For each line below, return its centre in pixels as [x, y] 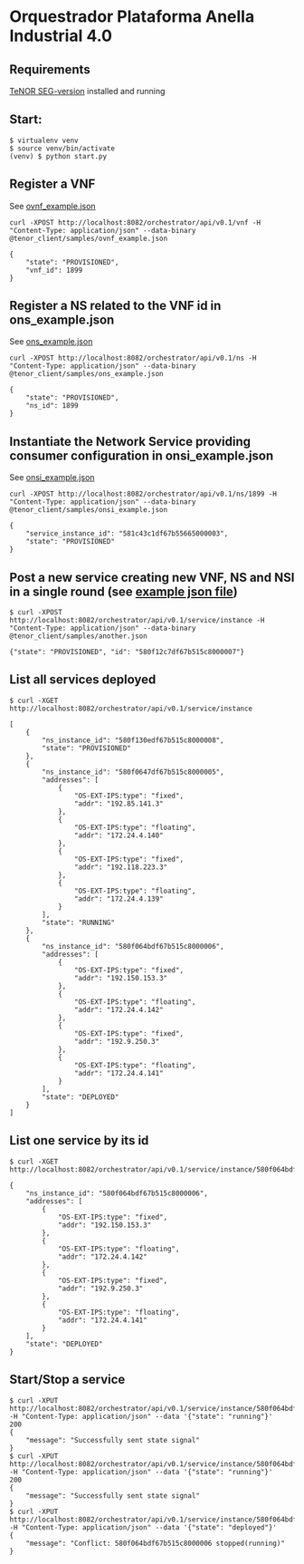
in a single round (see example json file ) [123, 591]
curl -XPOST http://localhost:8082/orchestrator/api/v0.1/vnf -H [135, 222]
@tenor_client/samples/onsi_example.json [89, 510]
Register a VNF [52, 184]
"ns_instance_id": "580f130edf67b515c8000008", [133, 740]
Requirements [50, 69]
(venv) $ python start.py [58, 156]
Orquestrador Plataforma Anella [132, 17]
